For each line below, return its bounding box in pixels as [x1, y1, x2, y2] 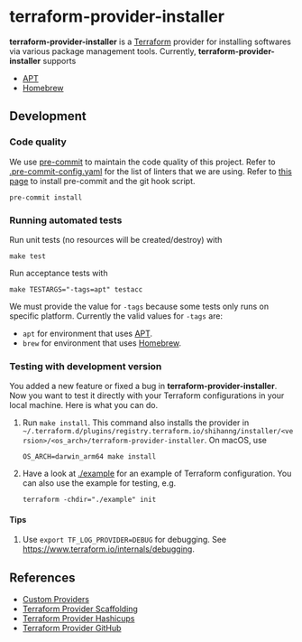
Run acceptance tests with [9, 267, 108, 278]
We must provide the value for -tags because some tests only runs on [9, 301, 269, 312]
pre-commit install [9, 192, 83, 202]
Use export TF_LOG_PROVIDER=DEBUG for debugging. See [22, 535, 227, 545]
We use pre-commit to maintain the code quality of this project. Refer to [9, 156, 276, 167]
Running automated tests [9, 214, 123, 227]
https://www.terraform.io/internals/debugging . [22, 544, 196, 554]
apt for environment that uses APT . [22, 328, 153, 339]
